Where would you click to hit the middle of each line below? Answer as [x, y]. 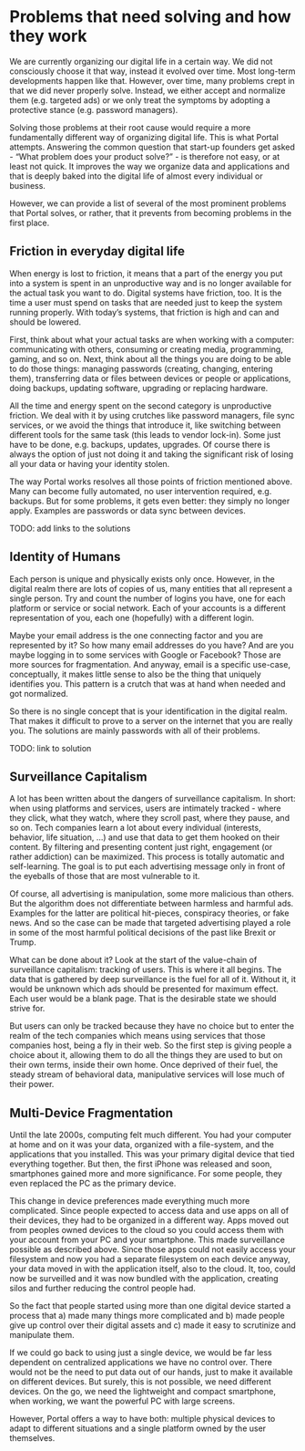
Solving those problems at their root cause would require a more [130, 127]
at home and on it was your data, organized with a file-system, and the [142, 1145]
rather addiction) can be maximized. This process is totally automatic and [147, 857]
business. [27, 185]
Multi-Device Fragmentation [91, 1113]
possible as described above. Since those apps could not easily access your [152, 1249]
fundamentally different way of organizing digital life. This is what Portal [144, 137]
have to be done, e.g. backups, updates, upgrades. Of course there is [140, 444]
